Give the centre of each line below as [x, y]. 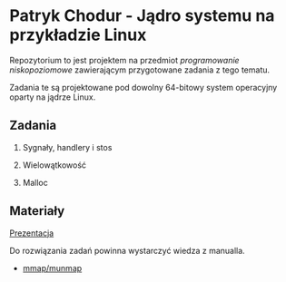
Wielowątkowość [54, 165]
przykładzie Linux [78, 35]
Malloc [35, 182]
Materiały [37, 211]
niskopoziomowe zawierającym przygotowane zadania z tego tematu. [140, 70]
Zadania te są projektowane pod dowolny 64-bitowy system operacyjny [143, 87]
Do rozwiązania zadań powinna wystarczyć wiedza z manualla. [127, 250]
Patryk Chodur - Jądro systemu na [142, 16]
